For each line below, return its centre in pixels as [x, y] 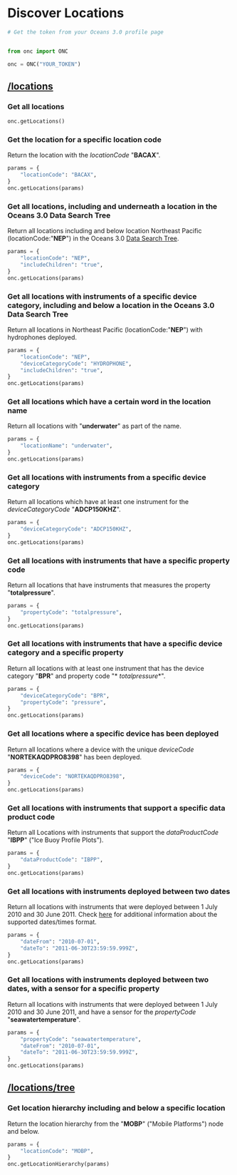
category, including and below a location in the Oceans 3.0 [111, 305]
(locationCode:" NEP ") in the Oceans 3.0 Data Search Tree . [93, 238]
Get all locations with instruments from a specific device [107, 477]
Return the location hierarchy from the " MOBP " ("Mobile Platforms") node [116, 1124]
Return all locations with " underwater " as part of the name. [94, 426]
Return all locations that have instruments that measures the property [109, 585]
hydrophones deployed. [42, 337]
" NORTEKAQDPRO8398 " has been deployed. [75, 756]
